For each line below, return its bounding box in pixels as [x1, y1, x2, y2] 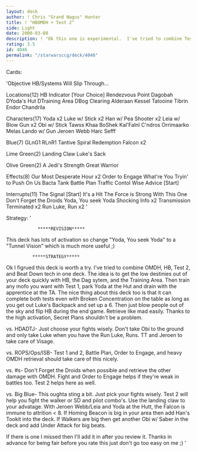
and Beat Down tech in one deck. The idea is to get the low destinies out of [6, 270, 188, 277]
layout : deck [6, 8, 38, 15]
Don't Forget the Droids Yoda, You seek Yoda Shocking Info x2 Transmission [6, 197, 191, 204]
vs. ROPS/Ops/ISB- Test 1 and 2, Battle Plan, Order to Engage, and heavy [6, 349, 182, 356]
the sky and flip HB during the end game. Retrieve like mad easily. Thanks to [6, 308, 191, 315]
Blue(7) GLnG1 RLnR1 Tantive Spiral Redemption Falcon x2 [6, 139, 147, 146]
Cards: [6, 68, 22, 75]
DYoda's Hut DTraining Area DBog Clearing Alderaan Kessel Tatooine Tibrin [6, 97, 189, 104]
